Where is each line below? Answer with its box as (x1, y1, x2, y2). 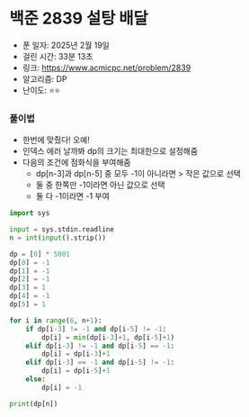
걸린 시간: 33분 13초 (22, 50, 93, 61)
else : (25, 375, 47, 384)
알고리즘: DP (22, 73, 67, 84)
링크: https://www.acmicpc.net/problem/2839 (22, 62, 191, 73)
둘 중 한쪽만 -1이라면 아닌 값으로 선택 (35, 179, 165, 190)
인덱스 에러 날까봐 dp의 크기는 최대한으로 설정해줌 (22, 146, 199, 157)
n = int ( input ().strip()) (9, 233, 106, 242)
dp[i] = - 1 (41, 383, 83, 392)
